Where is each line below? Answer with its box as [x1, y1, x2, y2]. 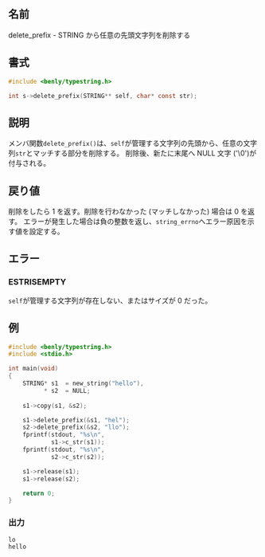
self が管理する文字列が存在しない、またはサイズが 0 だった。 [8, 296, 212, 305]
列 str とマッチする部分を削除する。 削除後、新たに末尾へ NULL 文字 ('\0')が [8, 148, 257, 158]
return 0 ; [22, 489, 56, 497]
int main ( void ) [8, 365, 59, 373]
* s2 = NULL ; [43, 386, 91, 394]
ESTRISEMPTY [8, 277, 67, 288]
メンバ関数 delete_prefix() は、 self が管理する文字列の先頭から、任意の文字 [8, 139, 258, 148]
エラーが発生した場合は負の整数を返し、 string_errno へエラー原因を [23, 217, 248, 226]
